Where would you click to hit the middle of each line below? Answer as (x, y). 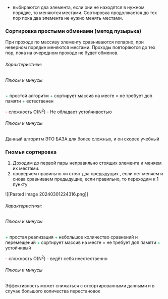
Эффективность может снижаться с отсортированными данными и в (80, 285)
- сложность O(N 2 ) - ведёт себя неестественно (56, 258)
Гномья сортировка (31, 152)
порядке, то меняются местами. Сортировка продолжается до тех (85, 13)
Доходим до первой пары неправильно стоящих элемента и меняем (87, 163)
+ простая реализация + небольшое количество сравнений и (71, 237)
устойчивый (18, 248)
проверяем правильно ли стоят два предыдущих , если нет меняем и (88, 174)
